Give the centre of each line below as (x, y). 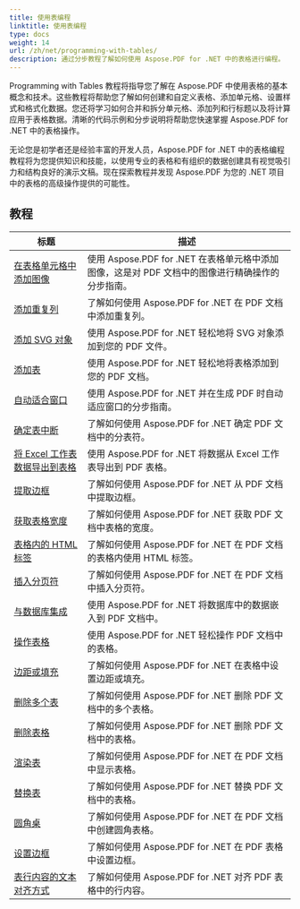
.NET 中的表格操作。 (47, 130)
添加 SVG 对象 (43, 339)
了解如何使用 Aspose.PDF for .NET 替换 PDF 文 (185, 786)
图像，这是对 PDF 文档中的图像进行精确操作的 (183, 272)
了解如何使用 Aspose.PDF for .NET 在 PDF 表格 (185, 846)
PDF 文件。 (149, 346)
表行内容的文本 (46, 877)
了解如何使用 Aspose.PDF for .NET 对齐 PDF (179, 877)
